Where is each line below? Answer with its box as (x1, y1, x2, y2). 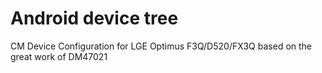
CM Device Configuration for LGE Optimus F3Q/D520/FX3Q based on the (10, 40, 313, 52)
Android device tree (10, 7, 179, 30)
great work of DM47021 (10, 50, 108, 62)
